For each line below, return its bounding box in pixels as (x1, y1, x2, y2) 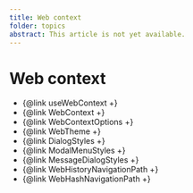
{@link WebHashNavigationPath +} (21, 173, 152, 184)
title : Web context (9, 13, 82, 22)
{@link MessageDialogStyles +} (21, 155, 139, 165)
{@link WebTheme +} (21, 126, 101, 137)
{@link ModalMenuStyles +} (21, 145, 127, 156)
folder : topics (9, 21, 66, 30)
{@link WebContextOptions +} (21, 117, 134, 128)
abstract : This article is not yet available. (9, 29, 186, 38)
